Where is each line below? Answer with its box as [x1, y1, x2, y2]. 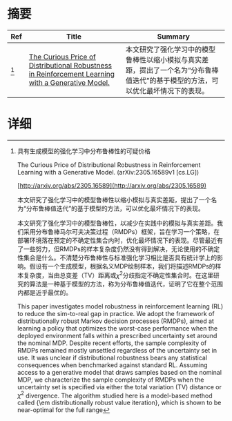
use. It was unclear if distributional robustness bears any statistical [17, 353, 208, 362]
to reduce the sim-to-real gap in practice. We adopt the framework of [17, 309, 215, 317]
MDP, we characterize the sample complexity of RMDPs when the [17, 375, 204, 384]
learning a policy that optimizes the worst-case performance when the [17, 324, 218, 332]
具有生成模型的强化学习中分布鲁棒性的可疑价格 [17, 146, 151, 155]
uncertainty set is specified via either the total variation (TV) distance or [17, 382, 222, 391]
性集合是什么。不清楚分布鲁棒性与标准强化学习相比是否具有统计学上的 [17, 253, 217, 262]
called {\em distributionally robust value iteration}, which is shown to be [17, 398, 222, 407]
